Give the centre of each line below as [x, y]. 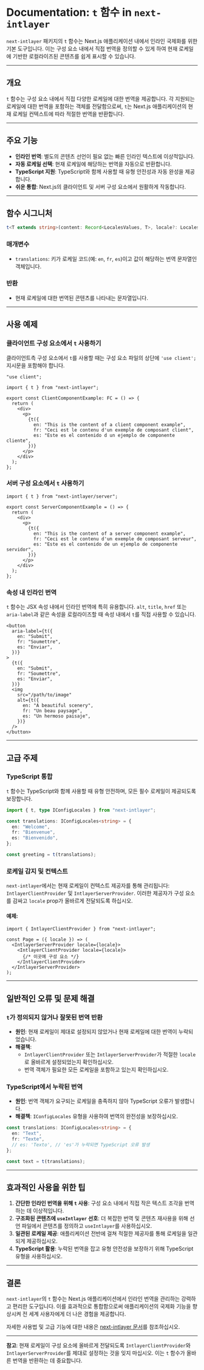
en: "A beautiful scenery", [58, 706]
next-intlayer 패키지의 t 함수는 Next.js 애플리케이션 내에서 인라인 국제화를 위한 [102, 41]
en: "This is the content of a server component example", [110, 534]
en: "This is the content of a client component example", [110, 425]
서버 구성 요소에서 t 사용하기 [45, 483]
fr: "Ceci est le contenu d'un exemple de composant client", [114, 430]
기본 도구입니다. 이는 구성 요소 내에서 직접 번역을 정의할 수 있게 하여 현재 [92, 49]
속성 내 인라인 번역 [32, 592]
